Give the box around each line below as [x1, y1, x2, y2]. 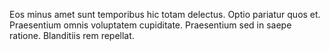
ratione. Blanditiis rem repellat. [9, 30, 135, 41]
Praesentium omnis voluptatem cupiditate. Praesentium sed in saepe [9, 19, 292, 31]
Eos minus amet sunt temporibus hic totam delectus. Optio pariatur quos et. [9, 9, 321, 20]
